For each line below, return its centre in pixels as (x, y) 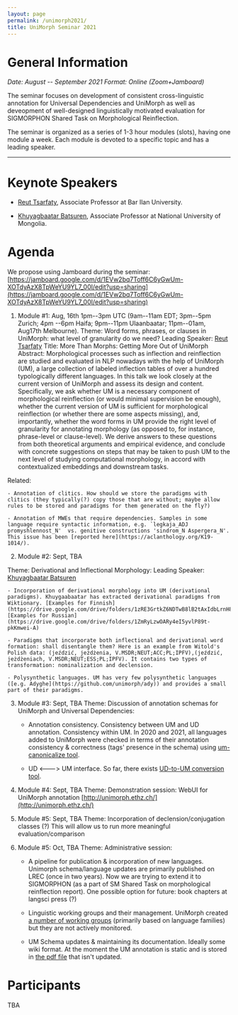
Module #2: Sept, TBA (50, 557)
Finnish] (102, 603)
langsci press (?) (52, 899)
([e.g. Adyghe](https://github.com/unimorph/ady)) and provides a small (117, 684)
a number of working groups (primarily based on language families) (126, 921)
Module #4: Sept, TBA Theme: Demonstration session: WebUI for (113, 790)
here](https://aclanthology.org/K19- (158, 537)
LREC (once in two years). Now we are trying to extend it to (115, 876)
